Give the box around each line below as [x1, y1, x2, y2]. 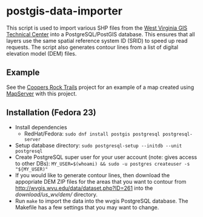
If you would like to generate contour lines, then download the [15, 171, 170, 179]
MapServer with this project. [6, 89, 78, 97]
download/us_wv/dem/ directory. [15, 190, 98, 198]
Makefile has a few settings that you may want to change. [15, 204, 159, 211]
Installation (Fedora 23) [6, 108, 96, 118]
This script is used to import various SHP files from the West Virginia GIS [6, 24, 188, 31]
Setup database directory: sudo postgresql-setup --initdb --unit [15, 141, 182, 149]
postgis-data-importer [6, 4, 123, 18]
